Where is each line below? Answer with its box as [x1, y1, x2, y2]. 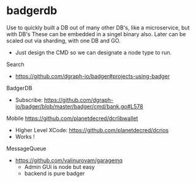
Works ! [15, 133, 35, 140]
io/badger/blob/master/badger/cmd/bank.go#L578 [15, 102, 143, 110]
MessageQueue [6, 144, 47, 152]
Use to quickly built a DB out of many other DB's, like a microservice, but [6, 24, 190, 31]
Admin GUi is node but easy [24, 163, 95, 170]
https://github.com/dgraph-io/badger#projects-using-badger [15, 72, 170, 80]
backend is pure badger [24, 170, 85, 177]
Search [6, 61, 24, 68]
